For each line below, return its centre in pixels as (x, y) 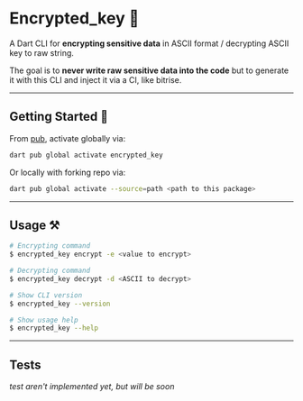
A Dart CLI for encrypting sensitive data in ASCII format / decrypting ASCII (149, 43)
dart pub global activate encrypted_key (87, 155)
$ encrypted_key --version (60, 304)
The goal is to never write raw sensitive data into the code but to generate (149, 70)
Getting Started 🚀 (59, 117)
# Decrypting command (50, 271)
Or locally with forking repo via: (68, 172)
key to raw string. (42, 52)
